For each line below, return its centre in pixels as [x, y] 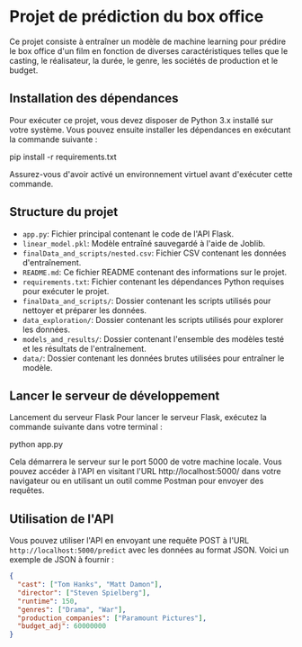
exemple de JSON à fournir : [62, 560]
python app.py [36, 445]
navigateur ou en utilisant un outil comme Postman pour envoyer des [137, 481]
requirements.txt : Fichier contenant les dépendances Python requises [153, 282]
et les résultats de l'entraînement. [84, 348]
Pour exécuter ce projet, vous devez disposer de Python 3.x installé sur [142, 120]
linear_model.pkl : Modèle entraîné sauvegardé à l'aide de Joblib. [144, 243]
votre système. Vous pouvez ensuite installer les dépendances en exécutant [150, 130]
